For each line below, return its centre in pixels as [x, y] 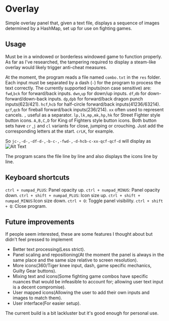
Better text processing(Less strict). [49, 249]
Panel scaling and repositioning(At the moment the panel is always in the [88, 255]
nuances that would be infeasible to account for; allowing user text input [88, 282]
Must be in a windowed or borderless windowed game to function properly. [84, 56]
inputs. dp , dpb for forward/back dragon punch [95, 99]
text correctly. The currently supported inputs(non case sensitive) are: [78, 88]
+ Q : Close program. [26, 206]
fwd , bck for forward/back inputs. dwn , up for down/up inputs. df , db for [76, 93]
